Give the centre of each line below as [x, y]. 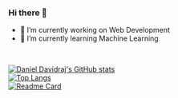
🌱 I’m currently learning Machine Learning [89, 38]
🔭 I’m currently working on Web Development [95, 30]
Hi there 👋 [28, 13]
